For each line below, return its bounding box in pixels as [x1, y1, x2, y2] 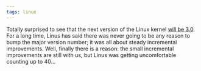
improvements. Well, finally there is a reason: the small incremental [6, 45, 174, 52]
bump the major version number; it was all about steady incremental [6, 38, 177, 46]
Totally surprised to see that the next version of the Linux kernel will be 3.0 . [6, 25, 196, 33]
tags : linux [6, 8, 37, 15]
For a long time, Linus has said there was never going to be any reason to [6, 32, 191, 39]
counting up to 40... [6, 58, 56, 65]
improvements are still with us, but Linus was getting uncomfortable [6, 51, 177, 58]
